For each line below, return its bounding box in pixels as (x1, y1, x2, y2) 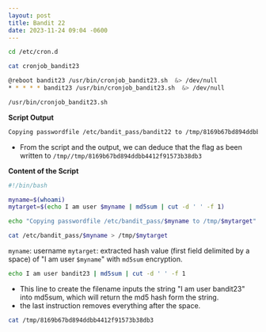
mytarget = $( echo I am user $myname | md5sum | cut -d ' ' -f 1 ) (8, 203, 225, 211)
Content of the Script (8, 166, 79, 175)
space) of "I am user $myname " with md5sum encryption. (8, 254, 183, 264)
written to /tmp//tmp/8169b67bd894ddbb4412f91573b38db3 (19, 151, 202, 160)
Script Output (8, 113, 54, 122)
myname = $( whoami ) (8, 196, 66, 204)
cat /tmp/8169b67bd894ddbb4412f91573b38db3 (8, 316, 154, 324)
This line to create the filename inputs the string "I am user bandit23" (19, 284, 245, 293)
